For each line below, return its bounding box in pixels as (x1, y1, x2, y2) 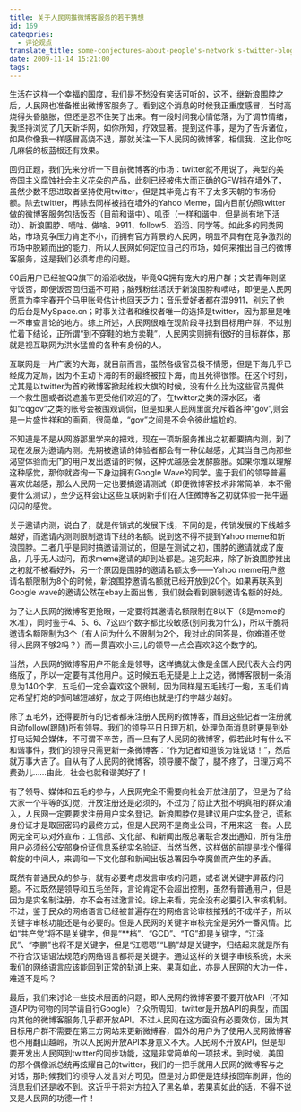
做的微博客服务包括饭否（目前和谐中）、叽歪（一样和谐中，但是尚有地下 (9, 208, 272, 219)
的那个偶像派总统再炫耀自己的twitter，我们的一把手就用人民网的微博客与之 (9, 1058, 285, 1070)
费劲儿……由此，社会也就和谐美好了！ (9, 766, 150, 777)
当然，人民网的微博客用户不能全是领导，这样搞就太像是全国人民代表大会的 (9, 658, 284, 669)
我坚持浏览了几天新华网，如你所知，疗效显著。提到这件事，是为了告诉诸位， (9, 122, 292, 133)
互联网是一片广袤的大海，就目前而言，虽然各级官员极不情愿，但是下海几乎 (9, 358, 284, 369)
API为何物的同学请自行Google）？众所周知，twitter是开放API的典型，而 (16, 1003, 281, 1014)
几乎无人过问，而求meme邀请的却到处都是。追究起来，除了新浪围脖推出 (24, 552, 291, 564)
